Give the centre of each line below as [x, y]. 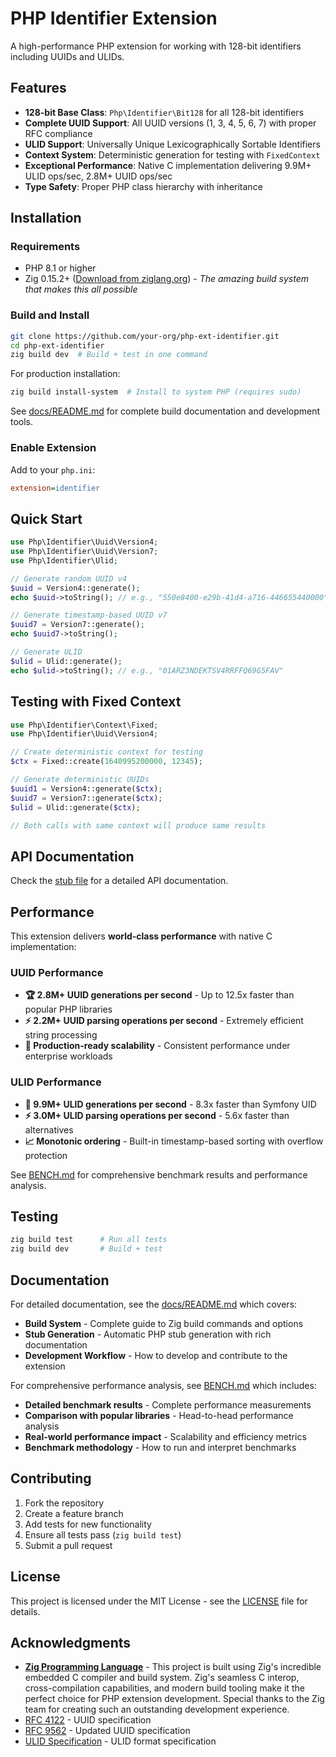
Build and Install [50, 315]
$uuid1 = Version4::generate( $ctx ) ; [86, 788]
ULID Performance [56, 1082]
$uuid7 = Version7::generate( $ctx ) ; [86, 798]
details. [25, 1611]
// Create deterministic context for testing [106, 752]
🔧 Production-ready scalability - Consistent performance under [157, 1046]
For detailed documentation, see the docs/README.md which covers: [154, 1304]
